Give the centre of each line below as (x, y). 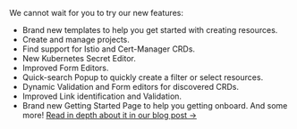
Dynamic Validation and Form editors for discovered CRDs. (131, 87)
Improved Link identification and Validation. (102, 96)
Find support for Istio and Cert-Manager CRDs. (108, 49)
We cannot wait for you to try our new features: (96, 13)
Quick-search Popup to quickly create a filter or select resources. (143, 77)
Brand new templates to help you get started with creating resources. (150, 30)
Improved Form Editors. (65, 68)
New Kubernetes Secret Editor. (79, 58)
